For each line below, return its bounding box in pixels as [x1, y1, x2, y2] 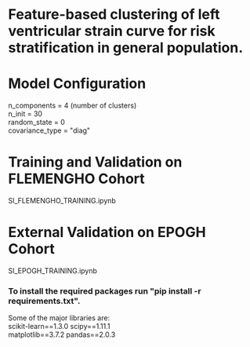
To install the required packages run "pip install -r [8, 285, 201, 296]
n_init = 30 [8, 109, 43, 119]
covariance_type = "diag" [8, 126, 91, 135]
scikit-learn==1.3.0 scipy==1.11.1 [8, 322, 111, 331]
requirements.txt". [8, 295, 81, 306]
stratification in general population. [8, 39, 244, 57]
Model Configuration [8, 75, 147, 93]
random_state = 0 [8, 118, 65, 127]
